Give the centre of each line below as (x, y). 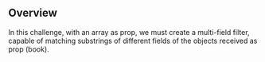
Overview (33, 13)
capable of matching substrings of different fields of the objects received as (133, 41)
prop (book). (29, 49)
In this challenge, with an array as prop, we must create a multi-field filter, (129, 32)
